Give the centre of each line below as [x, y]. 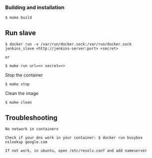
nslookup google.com [26, 142]
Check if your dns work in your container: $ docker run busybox [74, 138]
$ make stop [17, 84]
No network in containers [32, 129]
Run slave [21, 33]
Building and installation [35, 7]
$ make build [19, 18]
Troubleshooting [31, 118]
